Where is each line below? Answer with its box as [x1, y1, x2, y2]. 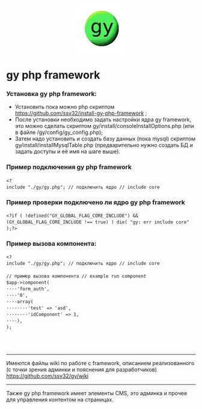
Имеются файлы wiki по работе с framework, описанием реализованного [6, 360, 195, 367]
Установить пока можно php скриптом [14, 103, 115, 111]
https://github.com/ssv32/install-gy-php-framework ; [14, 110, 147, 117]
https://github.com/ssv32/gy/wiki [6, 372, 89, 380]
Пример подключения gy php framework [6, 163, 132, 171]
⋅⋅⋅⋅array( [6, 299, 34, 305]
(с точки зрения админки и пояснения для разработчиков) [6, 366, 158, 374]
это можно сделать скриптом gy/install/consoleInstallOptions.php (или [14, 123, 194, 130]
